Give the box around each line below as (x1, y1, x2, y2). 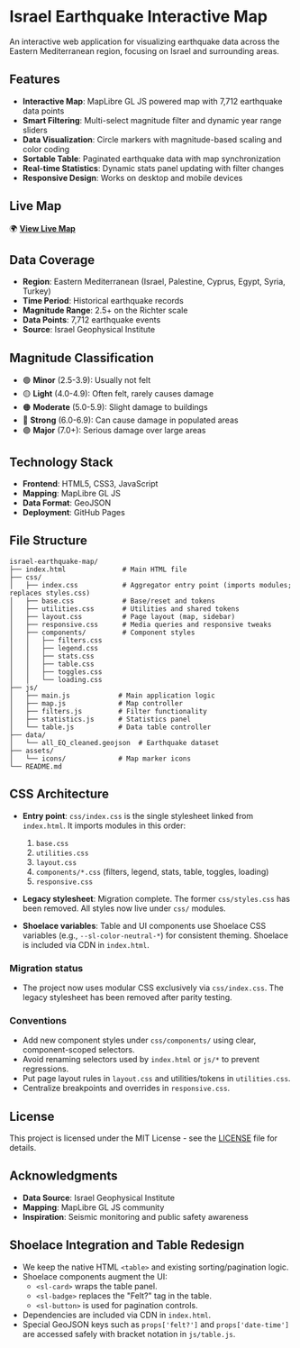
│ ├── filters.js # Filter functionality (9, 706, 207, 715)
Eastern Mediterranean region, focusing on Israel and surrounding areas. (9, 45, 279, 56)
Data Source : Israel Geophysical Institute (22, 1192, 176, 1203)
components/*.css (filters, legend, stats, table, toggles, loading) (35, 866, 269, 877)
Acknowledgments (9, 1169, 119, 1184)
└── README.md (9, 761, 63, 771)
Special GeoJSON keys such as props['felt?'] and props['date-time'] (22, 1318, 290, 1330)
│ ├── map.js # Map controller (9, 698, 183, 708)
